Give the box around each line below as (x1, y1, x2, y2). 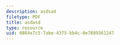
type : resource (6, 25, 44, 31)
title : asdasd (6, 19, 41, 25)
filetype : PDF (6, 14, 41, 20)
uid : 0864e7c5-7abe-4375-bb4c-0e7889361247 (6, 30, 115, 36)
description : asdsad (6, 8, 57, 15)
